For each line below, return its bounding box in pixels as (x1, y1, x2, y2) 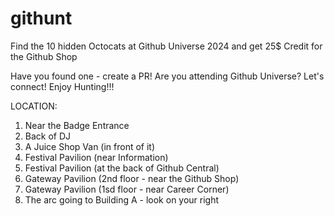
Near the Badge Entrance (24, 119, 130, 131)
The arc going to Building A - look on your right (24, 193, 220, 206)
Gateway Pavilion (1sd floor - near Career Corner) (24, 183, 230, 195)
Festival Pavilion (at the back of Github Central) (24, 162, 220, 174)
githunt (10, 7, 73, 30)
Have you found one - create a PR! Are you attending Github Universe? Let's (10, 70, 325, 82)
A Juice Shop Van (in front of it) (24, 140, 156, 152)
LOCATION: (10, 100, 58, 112)
